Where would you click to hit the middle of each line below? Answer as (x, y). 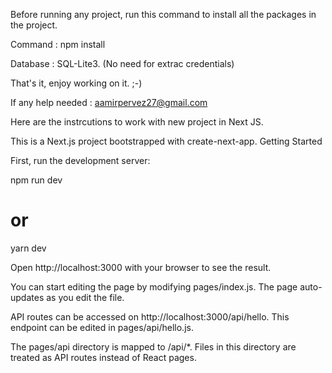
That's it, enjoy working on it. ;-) (76, 83)
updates (27, 297)
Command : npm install (58, 44)
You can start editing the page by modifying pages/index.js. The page (154, 286)
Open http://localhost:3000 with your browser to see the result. (141, 267)
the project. (34, 25)
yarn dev (28, 248)
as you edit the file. (85, 297)
